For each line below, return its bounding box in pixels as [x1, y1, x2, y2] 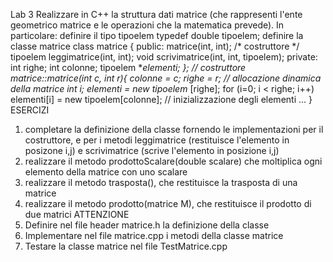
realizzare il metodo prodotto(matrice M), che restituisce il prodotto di [24, 198, 312, 209]
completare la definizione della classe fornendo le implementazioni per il [24, 124, 324, 135]
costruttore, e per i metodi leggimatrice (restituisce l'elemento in [24, 134, 290, 146]
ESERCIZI [10, 104, 50, 116]
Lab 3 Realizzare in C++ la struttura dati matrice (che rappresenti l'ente [10, 9, 303, 20]
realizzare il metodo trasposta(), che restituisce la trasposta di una [24, 177, 298, 188]
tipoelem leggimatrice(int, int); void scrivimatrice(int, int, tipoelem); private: [10, 51, 318, 63]
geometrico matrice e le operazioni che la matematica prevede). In [10, 19, 285, 31]
